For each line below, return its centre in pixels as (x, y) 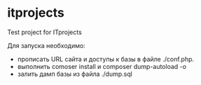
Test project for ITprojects (44, 32)
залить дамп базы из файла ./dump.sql (75, 74)
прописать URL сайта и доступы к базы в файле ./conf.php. (106, 59)
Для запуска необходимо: (46, 45)
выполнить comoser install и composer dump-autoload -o (102, 66)
